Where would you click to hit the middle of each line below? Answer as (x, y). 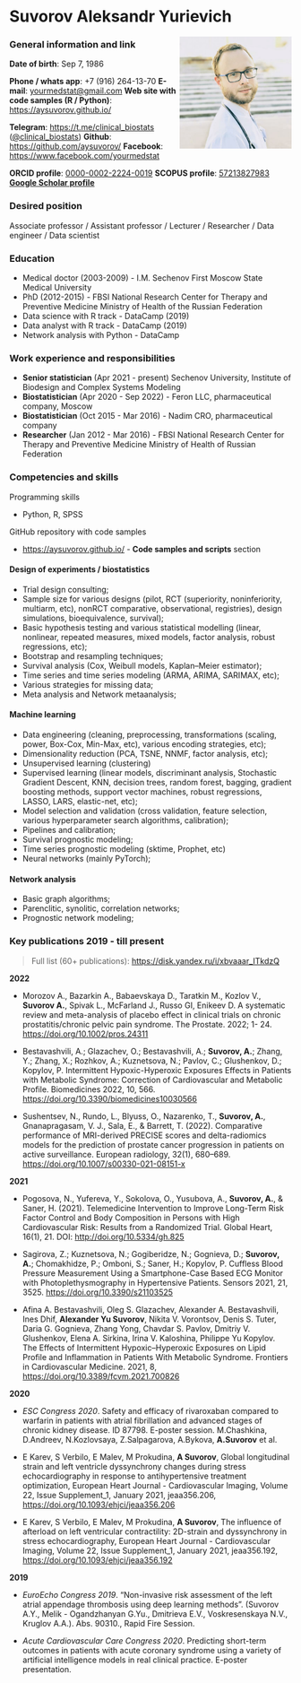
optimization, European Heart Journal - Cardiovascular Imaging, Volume (155, 1485)
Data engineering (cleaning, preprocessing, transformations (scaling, (150, 735)
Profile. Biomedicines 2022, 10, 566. (89, 1089)
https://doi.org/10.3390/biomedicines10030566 (109, 1098)
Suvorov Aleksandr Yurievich (120, 17)
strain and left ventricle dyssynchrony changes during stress (134, 1466)
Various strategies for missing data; (88, 684)
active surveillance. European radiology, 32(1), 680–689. (126, 1154)
